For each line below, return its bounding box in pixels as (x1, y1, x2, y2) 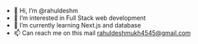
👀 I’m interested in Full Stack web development (13, 14, 146, 22)
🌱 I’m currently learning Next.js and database (13, 21, 142, 29)
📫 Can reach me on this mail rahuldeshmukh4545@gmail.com (13, 29, 191, 37)
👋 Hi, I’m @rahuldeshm (13, 7, 79, 14)
